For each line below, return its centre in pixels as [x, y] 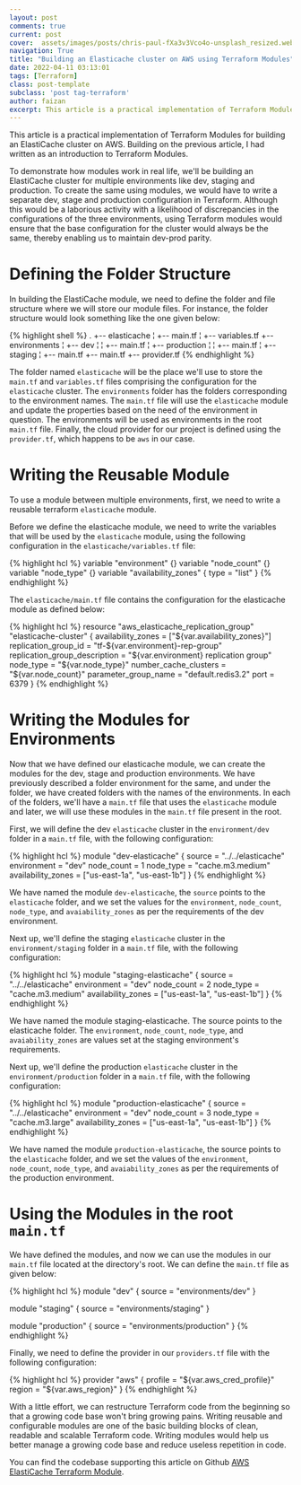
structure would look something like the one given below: [115, 319]
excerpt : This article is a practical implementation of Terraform [138, 109]
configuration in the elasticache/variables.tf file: [103, 546]
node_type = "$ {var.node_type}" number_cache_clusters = [118, 665]
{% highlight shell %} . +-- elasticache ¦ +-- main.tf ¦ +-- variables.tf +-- [142, 336]
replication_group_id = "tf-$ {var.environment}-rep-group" [116, 646]
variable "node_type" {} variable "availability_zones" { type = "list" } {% [140, 573]
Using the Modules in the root [121, 1214]
